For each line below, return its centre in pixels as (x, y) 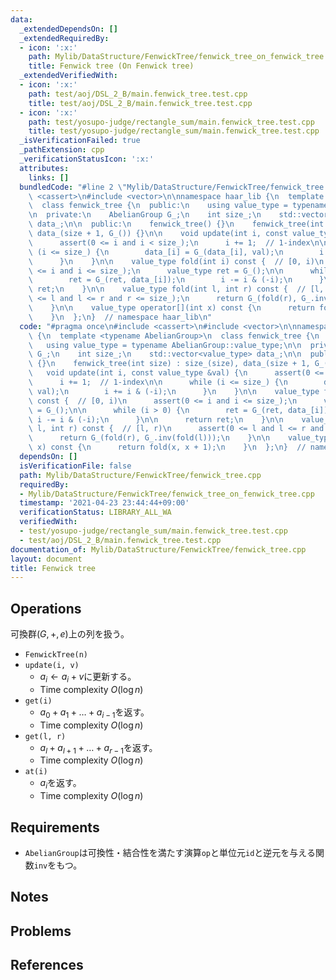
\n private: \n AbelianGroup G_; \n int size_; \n (145, 215)
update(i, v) (52, 666)
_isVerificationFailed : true (80, 141)
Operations (46, 608)
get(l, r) (45, 736)
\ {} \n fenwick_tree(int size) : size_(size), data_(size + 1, (169, 364)
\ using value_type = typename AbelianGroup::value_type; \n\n (165, 345)
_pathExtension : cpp (62, 150)
